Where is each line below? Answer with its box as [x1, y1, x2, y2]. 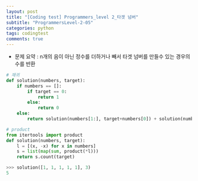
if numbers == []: [16, 83, 62, 89]
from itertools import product [6, 132, 83, 138]
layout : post [6, 8, 38, 15]
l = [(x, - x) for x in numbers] [16, 143, 96, 149]
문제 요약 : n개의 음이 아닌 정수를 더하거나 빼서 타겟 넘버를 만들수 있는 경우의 [14, 53, 190, 60]
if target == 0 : [27, 88, 67, 94]
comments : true [6, 36, 44, 42]
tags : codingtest [6, 31, 49, 37]
